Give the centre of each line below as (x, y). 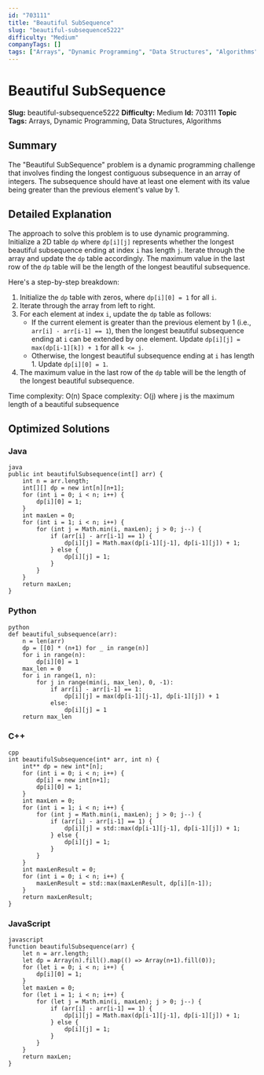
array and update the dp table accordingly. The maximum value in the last (126, 258)
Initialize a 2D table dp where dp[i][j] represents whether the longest (121, 241)
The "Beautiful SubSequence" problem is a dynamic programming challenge (132, 164)
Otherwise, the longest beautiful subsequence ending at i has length (143, 355)
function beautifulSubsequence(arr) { (71, 947)
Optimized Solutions (59, 429)
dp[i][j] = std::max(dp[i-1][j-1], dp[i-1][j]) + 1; (152, 828)
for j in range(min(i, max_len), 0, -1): (105, 682)
